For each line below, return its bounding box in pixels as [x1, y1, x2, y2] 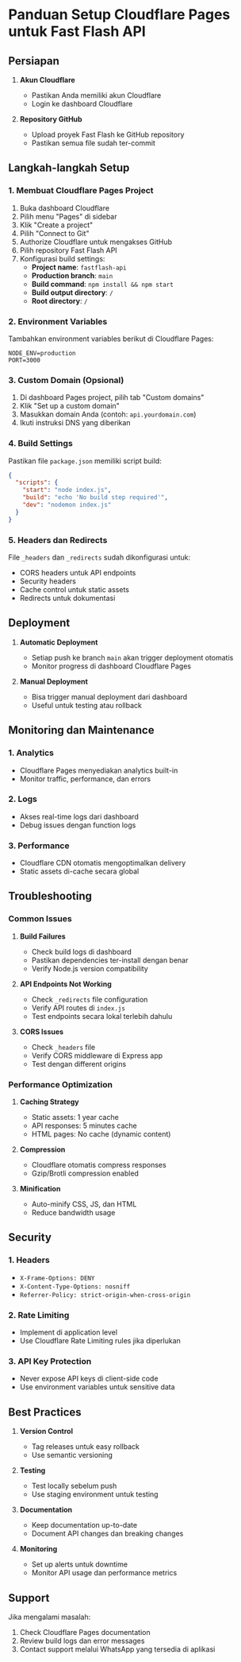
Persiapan [8, 54, 59, 68]
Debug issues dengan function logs [19, 820, 136, 830]
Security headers [19, 576, 77, 586]
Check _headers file [31, 1042, 96, 1052]
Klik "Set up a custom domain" [19, 401, 120, 411]
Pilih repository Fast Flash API [19, 245, 117, 255]
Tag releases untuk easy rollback [31, 1442, 140, 1451]
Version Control [19, 1427, 74, 1436]
